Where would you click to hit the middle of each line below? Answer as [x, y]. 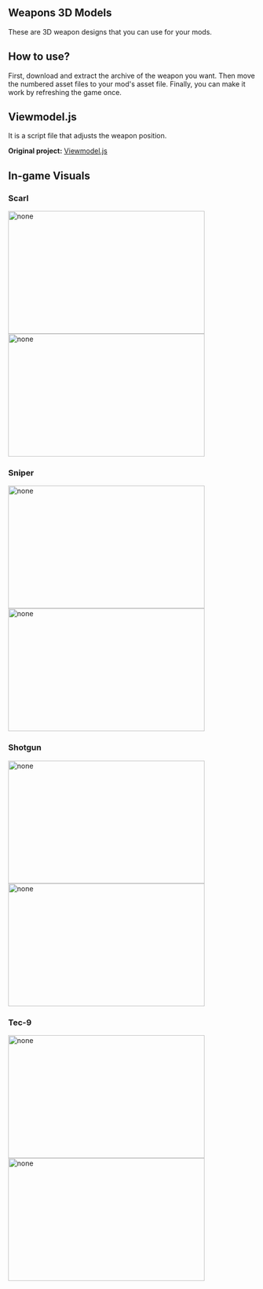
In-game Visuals [49, 176]
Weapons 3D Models [60, 13]
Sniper [21, 473]
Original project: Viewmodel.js [58, 151]
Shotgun [25, 747]
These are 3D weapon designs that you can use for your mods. [110, 31]
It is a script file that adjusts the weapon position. [88, 136]
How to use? [39, 57]
